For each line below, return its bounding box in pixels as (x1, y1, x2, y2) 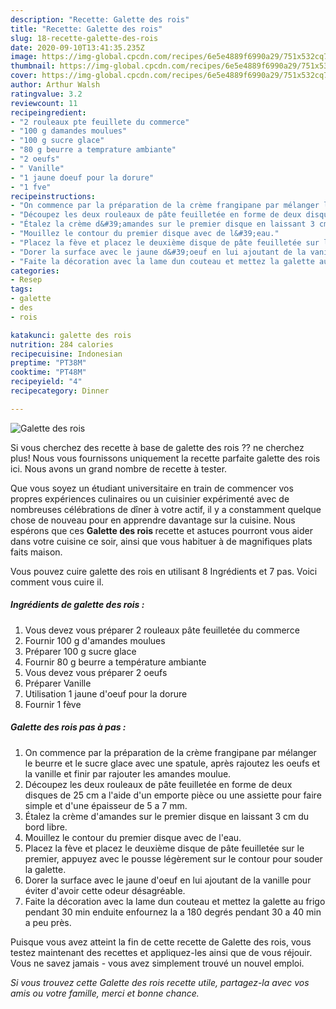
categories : (10, 266, 60, 276)
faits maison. (10, 546, 63, 558)
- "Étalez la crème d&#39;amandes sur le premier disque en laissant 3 (10, 219, 315, 230)
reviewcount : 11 (10, 98, 78, 108)
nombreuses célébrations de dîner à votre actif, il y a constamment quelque (10, 503, 322, 515)
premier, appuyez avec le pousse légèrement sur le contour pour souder (24, 852, 323, 865)
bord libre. (24, 821, 68, 833)
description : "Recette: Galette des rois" (10, 14, 190, 25)
